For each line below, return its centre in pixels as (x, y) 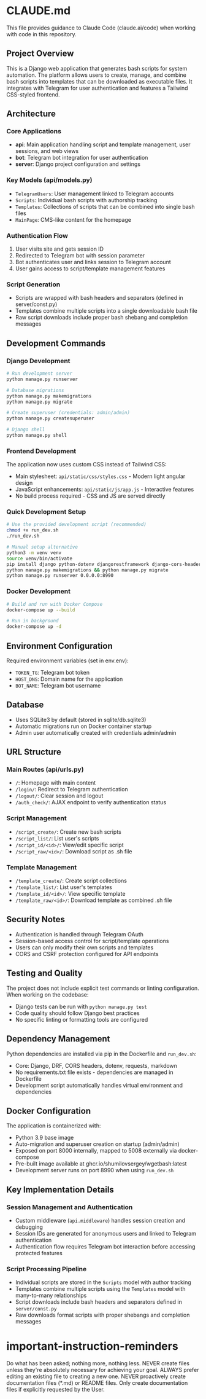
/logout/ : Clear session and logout (59, 796)
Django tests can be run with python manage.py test (81, 1006)
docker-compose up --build (41, 610)
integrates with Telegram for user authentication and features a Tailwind (97, 88)
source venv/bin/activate (39, 558)
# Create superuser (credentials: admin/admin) (68, 413)
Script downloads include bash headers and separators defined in (98, 1302)
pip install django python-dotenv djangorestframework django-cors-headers (105, 564)
